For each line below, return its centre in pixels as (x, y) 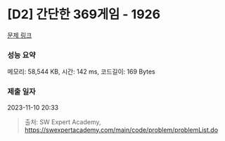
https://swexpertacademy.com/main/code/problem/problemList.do (121, 130)
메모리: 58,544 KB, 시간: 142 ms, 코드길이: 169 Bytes (82, 72)
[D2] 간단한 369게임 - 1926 (84, 14)
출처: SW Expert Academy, (63, 122)
